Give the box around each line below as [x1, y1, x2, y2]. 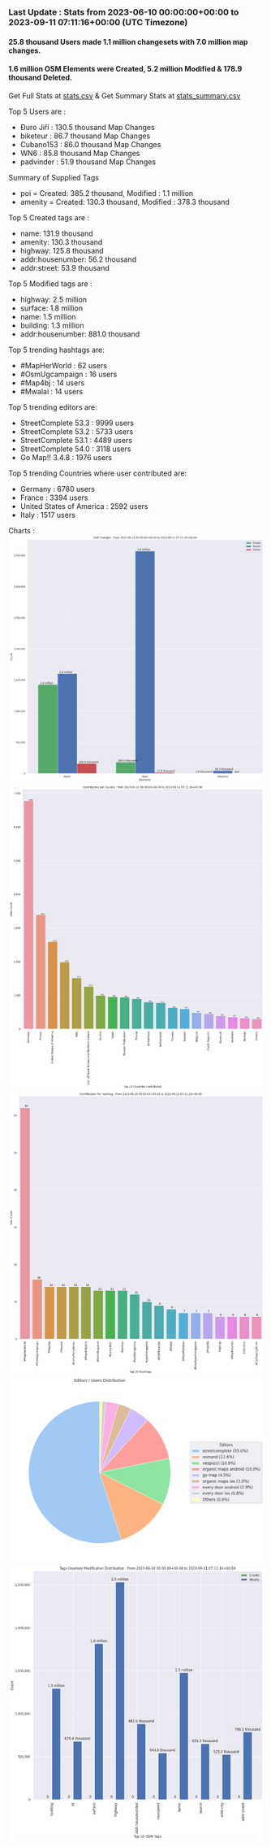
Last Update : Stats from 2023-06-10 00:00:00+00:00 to [8, 7, 239, 18]
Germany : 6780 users [19, 484, 96, 493]
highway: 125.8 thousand [19, 246, 104, 255]
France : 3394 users [19, 493, 88, 502]
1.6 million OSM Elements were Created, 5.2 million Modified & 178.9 [8, 64, 243, 74]
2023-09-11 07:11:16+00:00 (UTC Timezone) [8, 16, 188, 28]
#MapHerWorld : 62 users [19, 360, 108, 370]
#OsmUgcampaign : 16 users [19, 369, 118, 379]
